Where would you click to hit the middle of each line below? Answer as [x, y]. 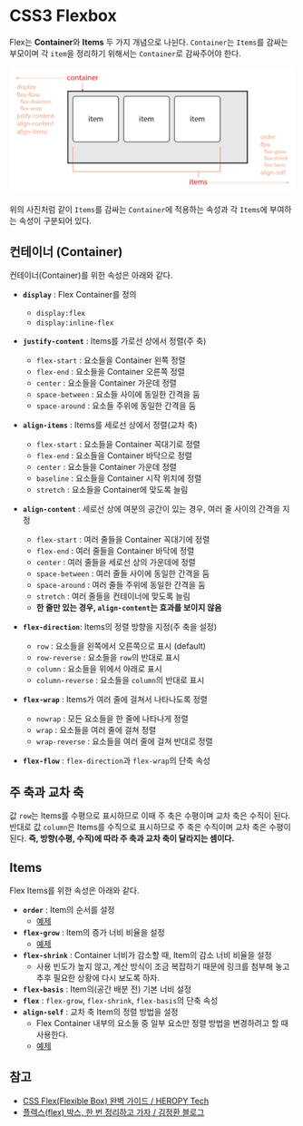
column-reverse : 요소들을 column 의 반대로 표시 [120, 680]
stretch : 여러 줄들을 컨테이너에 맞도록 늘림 [113, 596]
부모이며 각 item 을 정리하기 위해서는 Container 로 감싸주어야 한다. [126, 53]
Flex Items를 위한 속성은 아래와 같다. [74, 891]
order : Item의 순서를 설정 [68, 910]
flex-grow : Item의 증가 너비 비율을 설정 [93, 933]
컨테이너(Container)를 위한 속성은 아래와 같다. [91, 275]
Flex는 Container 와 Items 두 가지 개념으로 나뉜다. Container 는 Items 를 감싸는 [149, 42]
